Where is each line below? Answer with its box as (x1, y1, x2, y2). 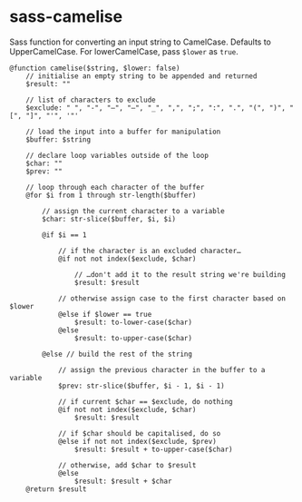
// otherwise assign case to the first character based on (57, 293, 286, 303)
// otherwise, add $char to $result (57, 460, 197, 469)
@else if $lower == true (57, 310, 152, 319)
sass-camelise (9, 6, 123, 27)
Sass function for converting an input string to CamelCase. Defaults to (9, 36, 272, 47)
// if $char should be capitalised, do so (57, 428, 221, 438)
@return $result (25, 484, 88, 494)
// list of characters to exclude (25, 95, 156, 104)
